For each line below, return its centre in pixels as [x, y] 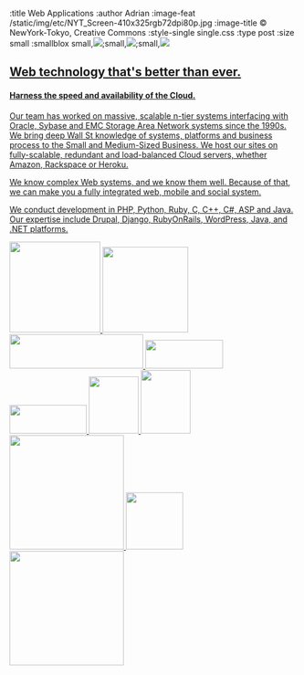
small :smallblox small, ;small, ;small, [85, 43]
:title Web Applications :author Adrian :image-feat [103, 13]
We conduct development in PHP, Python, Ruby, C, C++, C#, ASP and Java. [152, 209]
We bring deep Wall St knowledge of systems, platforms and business [141, 135]
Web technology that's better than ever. [126, 72]
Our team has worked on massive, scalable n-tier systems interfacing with [149, 116]
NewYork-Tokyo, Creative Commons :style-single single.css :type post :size [152, 32]
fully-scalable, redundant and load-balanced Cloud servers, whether [138, 154]
